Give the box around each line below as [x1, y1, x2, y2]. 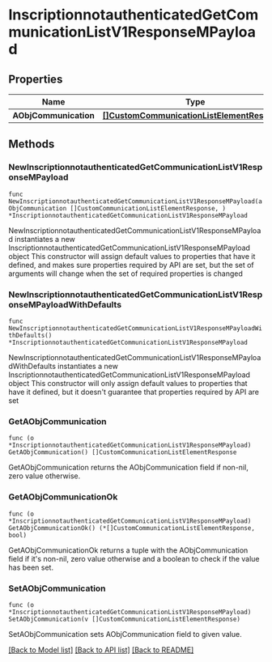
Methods [8, 138, 55, 151]
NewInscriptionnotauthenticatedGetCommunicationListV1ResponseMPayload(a [8, 197, 263, 206]
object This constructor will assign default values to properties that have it [8, 251, 256, 261]
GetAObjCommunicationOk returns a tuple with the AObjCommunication [8, 545, 249, 555]
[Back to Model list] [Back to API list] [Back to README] [8, 645, 194, 655]
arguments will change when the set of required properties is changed [8, 269, 243, 278]
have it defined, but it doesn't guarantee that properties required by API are [8, 387, 259, 397]
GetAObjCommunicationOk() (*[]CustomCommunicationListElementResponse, [8, 524, 255, 532]
